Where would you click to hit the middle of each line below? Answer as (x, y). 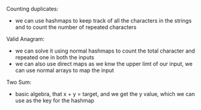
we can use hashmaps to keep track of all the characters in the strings (103, 20)
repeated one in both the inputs (55, 57)
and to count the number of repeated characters (76, 27)
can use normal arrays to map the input (65, 70)
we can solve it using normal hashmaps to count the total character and (105, 51)
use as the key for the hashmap (55, 101)
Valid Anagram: (25, 39)
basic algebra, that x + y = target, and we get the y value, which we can (105, 94)
